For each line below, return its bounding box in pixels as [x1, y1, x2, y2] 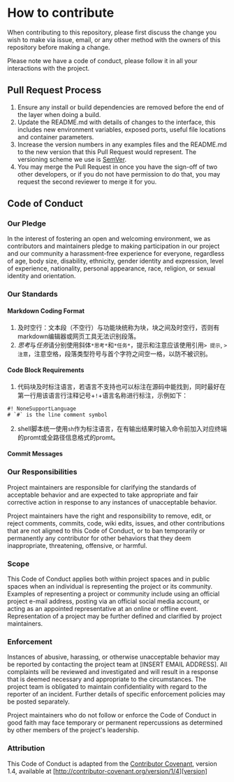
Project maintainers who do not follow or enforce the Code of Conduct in [7, 711, 217, 720]
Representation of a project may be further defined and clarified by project [7, 612, 222, 620]
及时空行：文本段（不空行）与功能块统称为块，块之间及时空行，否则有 [17, 323, 220, 331]
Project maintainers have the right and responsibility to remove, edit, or [7, 512, 212, 520]
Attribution [7, 743, 45, 753]
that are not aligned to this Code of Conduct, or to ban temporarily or [7, 526, 205, 535]
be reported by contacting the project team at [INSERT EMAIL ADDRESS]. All [7, 660, 228, 668]
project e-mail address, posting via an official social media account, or [7, 597, 210, 605]
